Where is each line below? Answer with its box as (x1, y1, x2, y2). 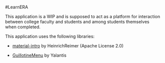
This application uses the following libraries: (5, 34, 95, 39)
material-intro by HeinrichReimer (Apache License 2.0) (12, 43, 124, 48)
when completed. (5, 24, 41, 30)
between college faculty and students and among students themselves (5, 19, 150, 24)
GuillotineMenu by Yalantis (12, 52, 67, 58)
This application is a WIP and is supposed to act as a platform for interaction (5, 14, 161, 19)
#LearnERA (5, 4, 28, 10)
